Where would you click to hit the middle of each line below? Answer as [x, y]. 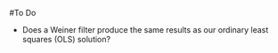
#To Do [23, 13]
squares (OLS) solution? [66, 39]
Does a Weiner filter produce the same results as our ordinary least [145, 30]
